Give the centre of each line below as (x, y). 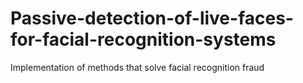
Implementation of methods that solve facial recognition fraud (137, 67)
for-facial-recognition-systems (143, 39)
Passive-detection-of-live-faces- (152, 18)
